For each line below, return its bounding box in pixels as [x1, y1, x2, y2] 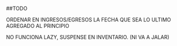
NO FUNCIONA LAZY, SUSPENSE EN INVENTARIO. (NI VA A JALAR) [6, 34, 169, 40]
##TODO [6, 5, 27, 12]
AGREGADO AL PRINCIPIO [6, 23, 70, 29]
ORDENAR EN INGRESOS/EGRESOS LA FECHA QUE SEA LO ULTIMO [6, 16, 171, 23]
